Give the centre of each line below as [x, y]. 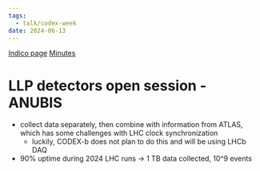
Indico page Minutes [42, 54]
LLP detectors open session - [107, 85]
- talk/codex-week [46, 23]
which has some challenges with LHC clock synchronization [119, 133]
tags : [17, 16]
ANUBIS [35, 103]
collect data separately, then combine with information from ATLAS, [131, 125]
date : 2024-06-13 [37, 30]
